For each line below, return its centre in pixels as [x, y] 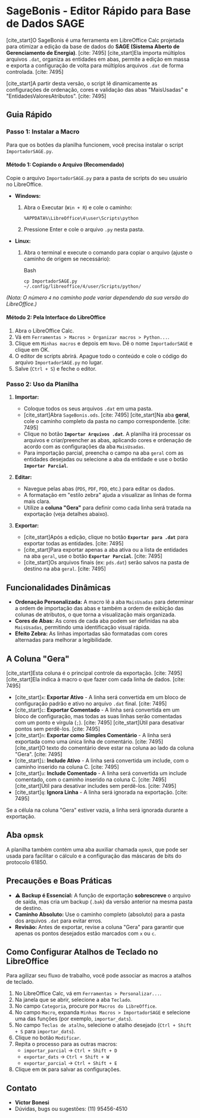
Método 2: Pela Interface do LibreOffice [56, 318]
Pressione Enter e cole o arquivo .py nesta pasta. [84, 229]
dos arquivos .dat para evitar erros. [59, 920]
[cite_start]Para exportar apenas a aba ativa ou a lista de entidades [106, 550]
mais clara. [37, 501]
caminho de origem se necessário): [67, 259]
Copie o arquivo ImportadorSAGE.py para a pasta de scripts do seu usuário [97, 178]
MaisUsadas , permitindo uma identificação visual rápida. [82, 628]
